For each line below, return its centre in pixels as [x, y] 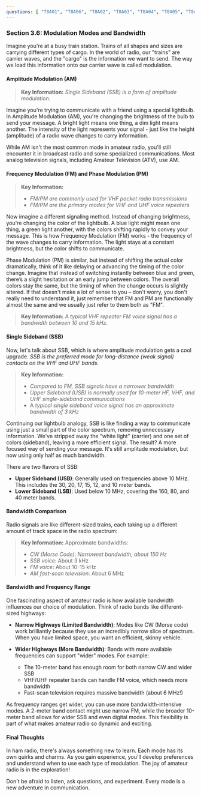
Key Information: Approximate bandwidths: [74, 542]
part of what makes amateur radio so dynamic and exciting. [79, 723]
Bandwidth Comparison [36, 511]
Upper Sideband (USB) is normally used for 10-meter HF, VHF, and [112, 392]
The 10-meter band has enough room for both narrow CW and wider [108, 667]
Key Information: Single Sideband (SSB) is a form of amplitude [99, 92]
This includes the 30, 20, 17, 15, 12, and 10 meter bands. [83, 484]
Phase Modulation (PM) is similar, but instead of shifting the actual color [95, 260]
